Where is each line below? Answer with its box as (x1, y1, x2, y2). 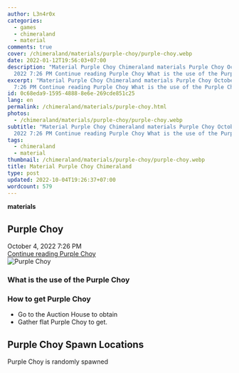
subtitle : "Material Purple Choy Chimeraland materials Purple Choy (7, 123, 215, 131)
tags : (7, 136, 23, 143)
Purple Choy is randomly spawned (7, 357, 109, 366)
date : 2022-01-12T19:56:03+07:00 (7, 57, 107, 64)
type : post (7, 169, 40, 177)
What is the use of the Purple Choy (7, 275, 130, 285)
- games (14, 24, 37, 31)
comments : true (7, 44, 53, 51)
